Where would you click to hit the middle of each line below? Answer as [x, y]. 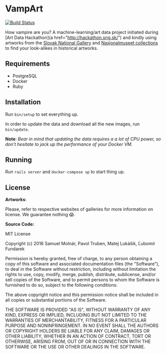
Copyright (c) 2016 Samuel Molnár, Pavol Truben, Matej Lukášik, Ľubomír [80, 244]
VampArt [24, 9]
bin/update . [17, 129]
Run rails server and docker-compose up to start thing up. [65, 172]
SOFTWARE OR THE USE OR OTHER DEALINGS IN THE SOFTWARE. [75, 347]
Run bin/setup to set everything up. [42, 114]
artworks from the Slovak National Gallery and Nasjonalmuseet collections [82, 42]
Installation [23, 102]
